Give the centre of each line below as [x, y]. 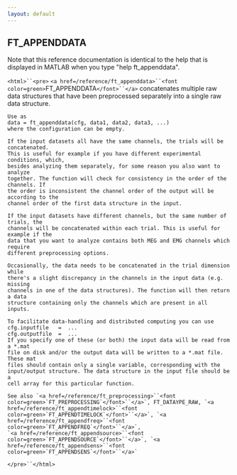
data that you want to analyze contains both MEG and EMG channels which [119, 241]
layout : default [31, 14]
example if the [30, 235]
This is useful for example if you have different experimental [104, 154]
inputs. [19, 310]
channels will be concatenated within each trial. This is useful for [114, 229]
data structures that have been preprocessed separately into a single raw [115, 96]
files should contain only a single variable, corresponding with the [114, 365]
